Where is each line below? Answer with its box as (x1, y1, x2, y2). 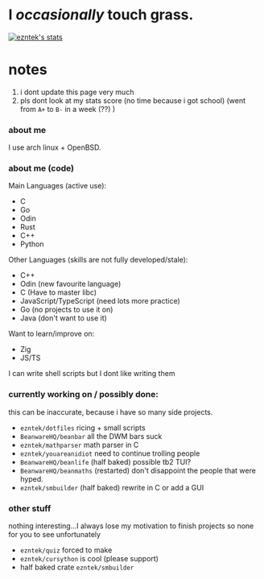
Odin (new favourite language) (19, 279, 122, 289)
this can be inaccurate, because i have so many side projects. (8, 407, 213, 416)
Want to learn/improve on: (8, 329, 95, 339)
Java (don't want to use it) (19, 313, 107, 323)
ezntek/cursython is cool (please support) (19, 554, 159, 564)
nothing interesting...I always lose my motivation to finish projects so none (8, 521, 254, 531)
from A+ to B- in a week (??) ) (19, 104, 116, 114)
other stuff (8, 502, 52, 514)
